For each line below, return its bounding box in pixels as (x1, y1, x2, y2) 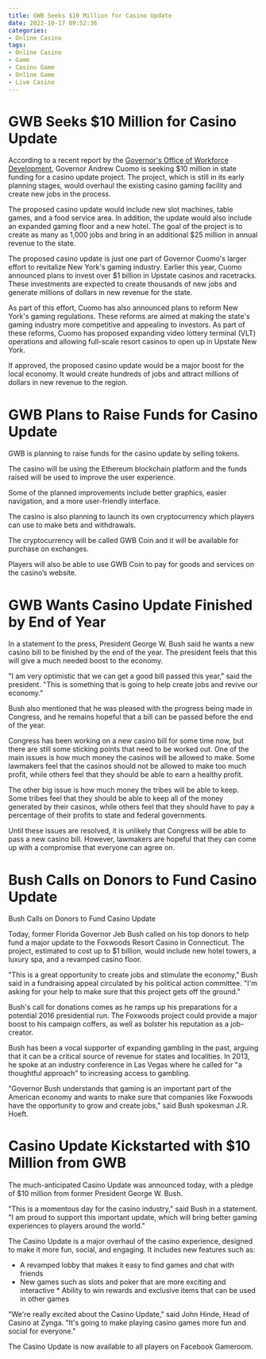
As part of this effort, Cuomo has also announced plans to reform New (8, 303, 238, 313)
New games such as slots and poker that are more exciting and (19, 1277, 226, 1287)
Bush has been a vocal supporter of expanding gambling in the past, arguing (8, 1043, 259, 1053)
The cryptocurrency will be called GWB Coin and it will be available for (8, 536, 239, 546)
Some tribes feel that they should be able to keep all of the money (8, 794, 224, 803)
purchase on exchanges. (8, 544, 89, 553)
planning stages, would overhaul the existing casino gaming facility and (8, 181, 242, 191)
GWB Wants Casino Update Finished (8, 596, 253, 614)
